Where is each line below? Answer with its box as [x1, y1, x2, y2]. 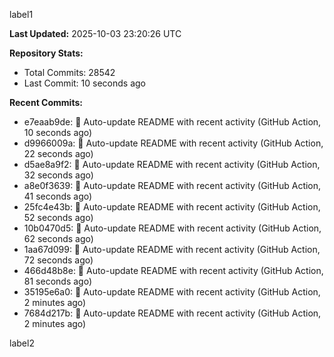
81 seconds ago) [23, 275, 92, 287]
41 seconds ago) [23, 190, 93, 202]
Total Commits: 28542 [23, 67, 116, 78]
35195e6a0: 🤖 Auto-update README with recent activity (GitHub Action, [23, 286, 321, 298]
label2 [9, 337, 35, 349]
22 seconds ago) [23, 148, 94, 159]
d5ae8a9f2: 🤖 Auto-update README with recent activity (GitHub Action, [23, 159, 321, 170]
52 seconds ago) [23, 212, 94, 223]
